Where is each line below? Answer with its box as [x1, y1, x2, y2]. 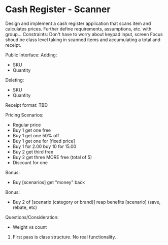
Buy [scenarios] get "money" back [12, 179, 85, 185]
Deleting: [5, 77, 24, 83]
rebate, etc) [12, 204, 37, 210]
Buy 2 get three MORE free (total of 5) [12, 154, 92, 160]
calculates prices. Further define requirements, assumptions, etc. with [5, 25, 152, 32]
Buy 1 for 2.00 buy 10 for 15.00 [12, 143, 77, 149]
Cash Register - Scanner [5, 4, 111, 15]
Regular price [12, 121, 41, 128]
